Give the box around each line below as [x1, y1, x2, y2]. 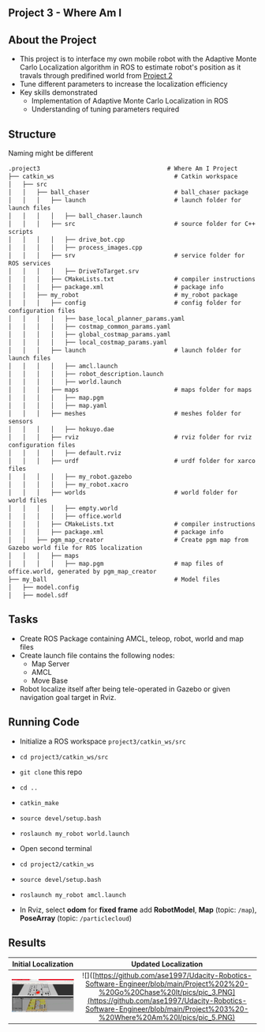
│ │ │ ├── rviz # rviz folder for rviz [8, 434, 252, 442]
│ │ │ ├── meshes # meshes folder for [8, 410, 242, 418]
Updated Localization [131, 959, 203, 969]
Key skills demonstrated [19, 88, 98, 97]
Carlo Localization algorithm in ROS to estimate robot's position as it [19, 62, 241, 72]
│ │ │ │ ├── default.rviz [8, 450, 122, 458]
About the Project [8, 33, 97, 47]
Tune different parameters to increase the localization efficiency [19, 79, 228, 89]
